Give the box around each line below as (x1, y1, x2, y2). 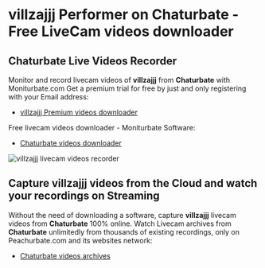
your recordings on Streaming (8, 189, 161, 203)
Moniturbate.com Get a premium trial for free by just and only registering (8, 84, 247, 93)
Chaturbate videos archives (19, 251, 111, 260)
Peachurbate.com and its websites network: (8, 235, 153, 245)
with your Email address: (8, 92, 89, 101)
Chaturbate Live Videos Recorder (8, 54, 177, 68)
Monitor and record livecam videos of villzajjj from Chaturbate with (8, 76, 231, 84)
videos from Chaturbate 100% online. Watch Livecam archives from (8, 219, 232, 228)
